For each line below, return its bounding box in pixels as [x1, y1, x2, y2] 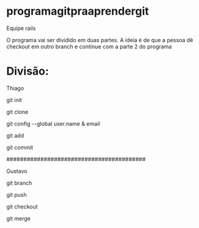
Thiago [6, 84, 24, 92]
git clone [6, 108, 29, 116]
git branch [6, 179, 32, 186]
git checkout [6, 203, 38, 210]
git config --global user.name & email [6, 120, 100, 127]
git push [6, 191, 28, 198]
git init [6, 96, 23, 103]
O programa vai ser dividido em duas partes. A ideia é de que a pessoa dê [6, 36, 193, 43]
